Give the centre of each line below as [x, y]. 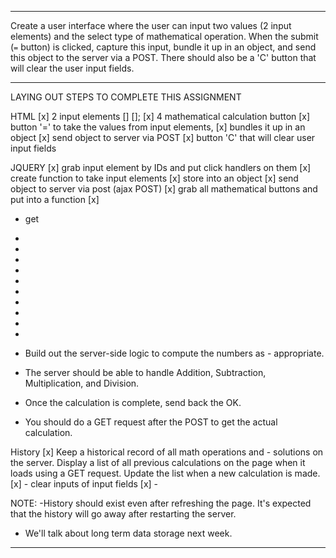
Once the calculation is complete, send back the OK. [133, 402]
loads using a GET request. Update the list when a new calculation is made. [165, 473]
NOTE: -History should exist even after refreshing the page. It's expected [161, 503]
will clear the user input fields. [72, 68]
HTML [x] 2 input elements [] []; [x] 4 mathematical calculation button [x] [160, 116]
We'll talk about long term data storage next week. [128, 533]
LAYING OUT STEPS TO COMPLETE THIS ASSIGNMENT [126, 97]
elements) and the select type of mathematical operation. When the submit [164, 36]
